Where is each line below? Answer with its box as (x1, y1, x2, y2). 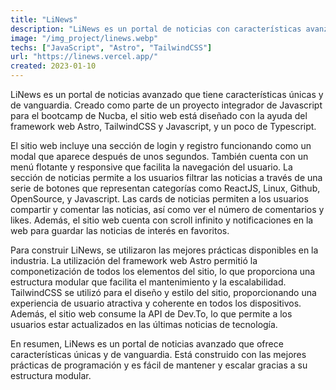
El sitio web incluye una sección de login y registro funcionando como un (10, 140, 312, 151)
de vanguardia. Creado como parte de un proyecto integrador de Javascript (10, 99, 323, 111)
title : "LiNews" (10, 14, 78, 25)
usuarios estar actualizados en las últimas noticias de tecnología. (10, 319, 278, 330)
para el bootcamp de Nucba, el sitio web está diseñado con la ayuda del (10, 110, 308, 121)
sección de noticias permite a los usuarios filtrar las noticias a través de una (10, 172, 323, 183)
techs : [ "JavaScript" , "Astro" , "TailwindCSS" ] (10, 42, 213, 53)
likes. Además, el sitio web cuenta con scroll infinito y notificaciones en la (10, 214, 314, 226)
